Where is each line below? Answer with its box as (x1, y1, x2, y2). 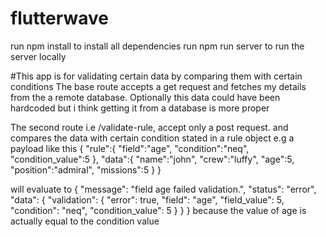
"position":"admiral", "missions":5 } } (10, 163, 162, 176)
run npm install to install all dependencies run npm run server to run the (10, 40, 305, 52)
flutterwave (10, 7, 109, 30)
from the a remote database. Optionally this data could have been (10, 91, 281, 103)
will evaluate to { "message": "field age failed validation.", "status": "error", (10, 183, 317, 195)
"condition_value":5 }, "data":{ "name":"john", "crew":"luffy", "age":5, (10, 153, 295, 165)
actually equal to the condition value (10, 215, 160, 227)
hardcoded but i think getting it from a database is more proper (10, 102, 270, 114)
